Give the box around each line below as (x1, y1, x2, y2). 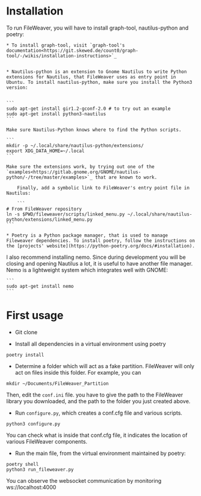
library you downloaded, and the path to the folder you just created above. (6, 397, 191, 405)
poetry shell (6, 461, 39, 467)
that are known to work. (95, 174, 158, 180)
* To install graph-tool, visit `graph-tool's (6, 42, 125, 48)
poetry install (6, 352, 45, 358)
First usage (6, 309, 64, 322)
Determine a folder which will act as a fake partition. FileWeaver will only (14, 362, 194, 369)
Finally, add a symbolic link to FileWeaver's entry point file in (17, 185, 190, 191)
